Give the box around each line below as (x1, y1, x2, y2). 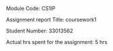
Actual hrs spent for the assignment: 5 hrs (6, 39, 108, 45)
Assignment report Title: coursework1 (6, 16, 97, 23)
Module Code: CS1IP (6, 5, 56, 12)
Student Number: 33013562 (6, 27, 73, 34)
